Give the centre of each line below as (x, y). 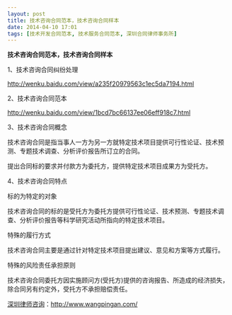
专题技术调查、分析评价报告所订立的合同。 (81, 151)
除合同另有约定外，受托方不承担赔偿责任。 (69, 289)
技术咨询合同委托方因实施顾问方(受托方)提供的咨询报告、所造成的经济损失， (118, 280)
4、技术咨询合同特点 (37, 181)
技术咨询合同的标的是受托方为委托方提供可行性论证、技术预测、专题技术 (112, 211)
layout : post (27, 14)
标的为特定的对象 (32, 196)
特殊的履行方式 (29, 235)
